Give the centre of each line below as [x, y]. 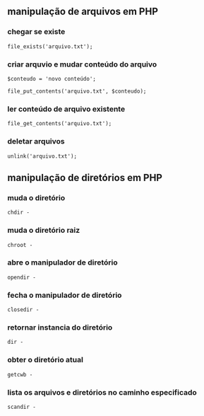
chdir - [19, 213]
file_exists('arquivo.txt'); [50, 46]
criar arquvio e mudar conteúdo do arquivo [82, 64]
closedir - [23, 310]
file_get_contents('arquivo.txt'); [60, 124]
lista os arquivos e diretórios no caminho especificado [102, 392]
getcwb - [20, 374]
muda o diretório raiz [44, 231]
